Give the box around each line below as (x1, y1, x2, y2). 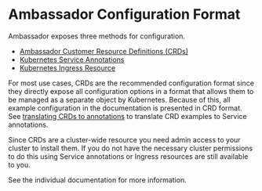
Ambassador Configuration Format (8, 5, 241, 23)
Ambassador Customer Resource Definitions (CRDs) (19, 46, 189, 56)
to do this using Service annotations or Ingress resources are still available (8, 151, 249, 161)
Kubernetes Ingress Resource (19, 63, 116, 72)
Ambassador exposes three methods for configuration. (8, 31, 186, 41)
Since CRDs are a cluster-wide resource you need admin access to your (8, 135, 241, 144)
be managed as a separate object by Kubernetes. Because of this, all (8, 95, 231, 104)
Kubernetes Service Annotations (19, 55, 125, 64)
